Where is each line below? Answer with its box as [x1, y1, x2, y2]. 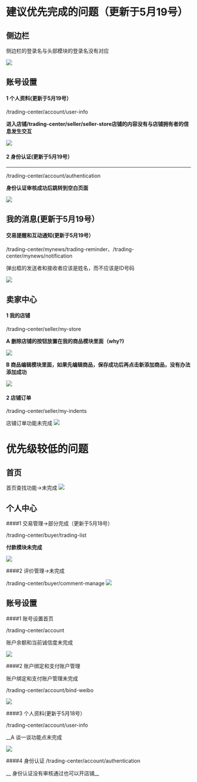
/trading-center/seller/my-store [6, 325, 81, 332]
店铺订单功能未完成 [6, 420, 53, 427]
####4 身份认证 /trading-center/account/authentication [6, 757, 141, 764]
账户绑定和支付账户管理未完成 [6, 674, 78, 682]
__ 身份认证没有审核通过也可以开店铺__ [6, 770, 100, 777]
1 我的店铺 [6, 312, 30, 319]
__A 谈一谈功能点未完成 [6, 733, 63, 741]
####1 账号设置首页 [6, 615, 54, 622]
